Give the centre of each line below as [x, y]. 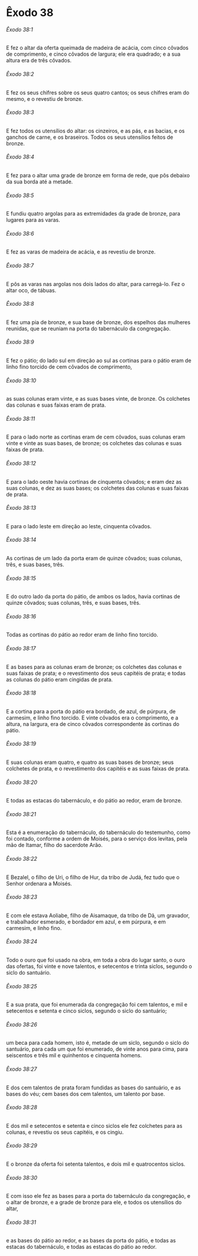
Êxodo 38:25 [22, 986]
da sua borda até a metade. [40, 182]
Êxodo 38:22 [22, 859]
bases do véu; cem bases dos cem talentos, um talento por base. [86, 1094]
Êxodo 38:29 [22, 1146]
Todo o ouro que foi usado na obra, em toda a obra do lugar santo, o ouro [96, 960]
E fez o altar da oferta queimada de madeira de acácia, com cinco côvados [98, 48]
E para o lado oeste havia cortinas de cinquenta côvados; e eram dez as [94, 481]
